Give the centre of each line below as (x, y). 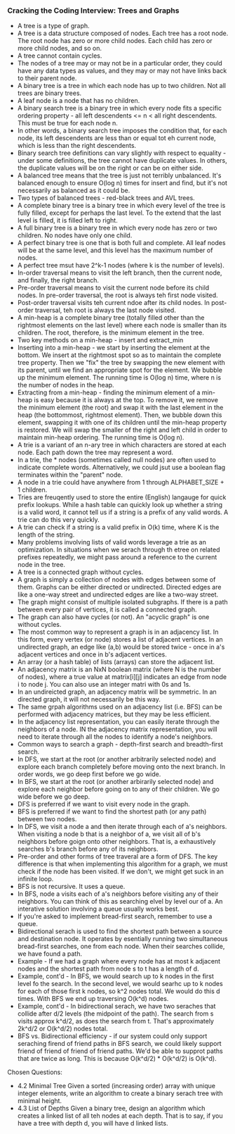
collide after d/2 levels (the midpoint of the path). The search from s (115, 1014)
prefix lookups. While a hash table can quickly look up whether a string (120, 505)
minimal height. (39, 1101)
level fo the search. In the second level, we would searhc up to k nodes (120, 984)
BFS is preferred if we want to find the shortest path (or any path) (112, 811)
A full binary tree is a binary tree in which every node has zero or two (117, 228)
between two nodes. (47, 819)
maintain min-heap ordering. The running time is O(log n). (101, 437)
